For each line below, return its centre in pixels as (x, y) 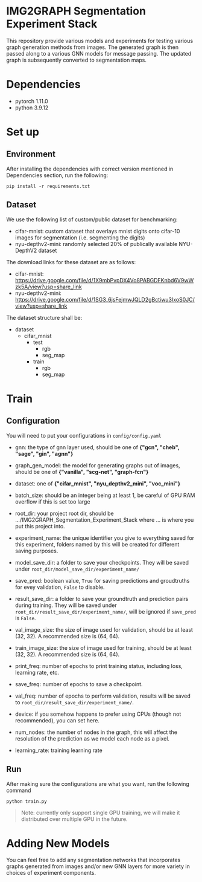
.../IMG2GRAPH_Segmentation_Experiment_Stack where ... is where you (104, 520)
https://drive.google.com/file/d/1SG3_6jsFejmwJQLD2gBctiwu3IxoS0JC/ (105, 299)
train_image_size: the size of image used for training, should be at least (103, 647)
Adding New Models (58, 843)
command (19, 790)
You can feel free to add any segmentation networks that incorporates (93, 860)
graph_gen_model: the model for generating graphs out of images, (97, 465)
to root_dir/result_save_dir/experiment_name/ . (74, 702)
